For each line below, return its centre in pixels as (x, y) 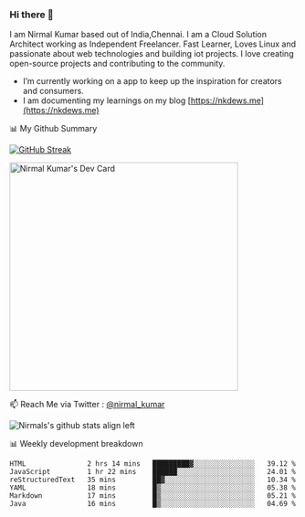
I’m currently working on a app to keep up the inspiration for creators (152, 81)
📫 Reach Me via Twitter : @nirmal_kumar (87, 405)
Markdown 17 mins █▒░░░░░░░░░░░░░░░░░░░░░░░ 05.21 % (153, 496)
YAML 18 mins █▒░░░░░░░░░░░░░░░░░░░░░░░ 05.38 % (153, 488)
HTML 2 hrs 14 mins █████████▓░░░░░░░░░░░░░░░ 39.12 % (153, 464)
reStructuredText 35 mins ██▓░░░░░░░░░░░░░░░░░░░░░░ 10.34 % (153, 480)
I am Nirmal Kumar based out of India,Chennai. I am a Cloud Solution (138, 35)
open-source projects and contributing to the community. (117, 64)
